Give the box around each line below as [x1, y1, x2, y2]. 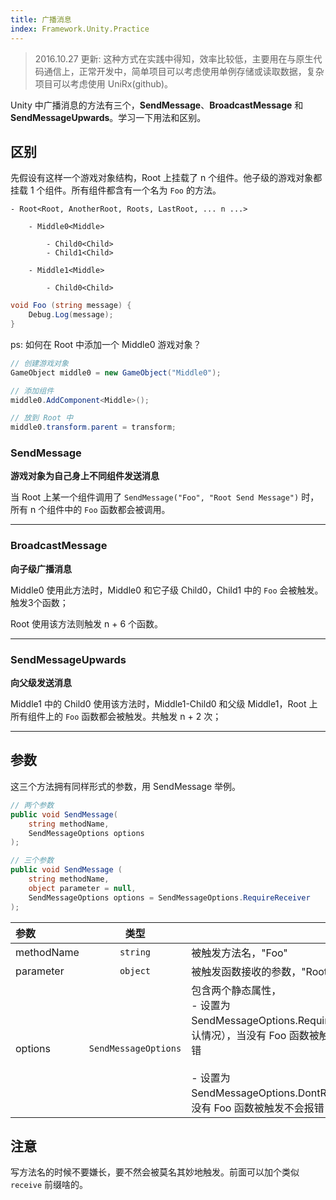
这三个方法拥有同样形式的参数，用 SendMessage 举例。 [10, 780, 242, 792]
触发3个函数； [10, 596, 69, 608]
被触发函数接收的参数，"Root [191, 964, 328, 978]
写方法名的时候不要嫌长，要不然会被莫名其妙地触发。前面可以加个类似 [10, 1166, 300, 1178]
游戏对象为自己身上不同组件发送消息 [10, 470, 160, 482]
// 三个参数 [10, 856, 55, 866]
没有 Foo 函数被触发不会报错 [191, 1101, 325, 1115]
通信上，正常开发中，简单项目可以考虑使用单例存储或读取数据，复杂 [43, 65, 325, 77]
